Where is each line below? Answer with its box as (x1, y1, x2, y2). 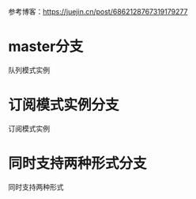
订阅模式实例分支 (8, 96, 120, 114)
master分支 (8, 38, 84, 55)
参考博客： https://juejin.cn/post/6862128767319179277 (8, 7, 188, 16)
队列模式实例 (8, 65, 50, 75)
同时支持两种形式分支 (8, 155, 148, 173)
